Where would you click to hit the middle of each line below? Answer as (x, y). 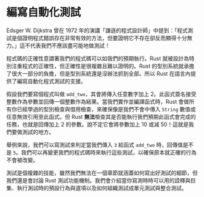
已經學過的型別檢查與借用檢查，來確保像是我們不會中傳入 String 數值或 (106, 109)
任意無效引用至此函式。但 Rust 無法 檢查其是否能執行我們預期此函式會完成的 (101, 116)
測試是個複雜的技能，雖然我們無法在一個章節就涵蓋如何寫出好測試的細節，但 (102, 173)
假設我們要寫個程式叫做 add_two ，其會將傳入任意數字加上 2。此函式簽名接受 (101, 94)
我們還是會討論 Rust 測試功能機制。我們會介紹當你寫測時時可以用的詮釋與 (99, 180)
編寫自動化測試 (44, 12)
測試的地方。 (38, 132)
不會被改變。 (22, 160)
